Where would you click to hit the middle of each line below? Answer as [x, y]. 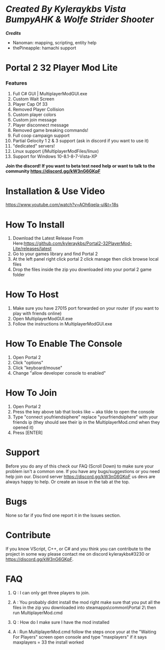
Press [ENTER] [28, 433]
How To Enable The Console [64, 344]
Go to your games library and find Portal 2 [55, 254]
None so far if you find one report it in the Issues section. [63, 515]
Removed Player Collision [38, 110]
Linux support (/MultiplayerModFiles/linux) [56, 151]
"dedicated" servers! [34, 146]
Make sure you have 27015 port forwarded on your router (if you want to [86, 308]
